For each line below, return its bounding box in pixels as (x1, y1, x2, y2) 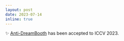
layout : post (5, 7, 33, 12)
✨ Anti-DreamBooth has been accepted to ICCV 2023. (5, 30, 119, 36)
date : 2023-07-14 (5, 12, 42, 17)
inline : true (5, 16, 33, 21)
